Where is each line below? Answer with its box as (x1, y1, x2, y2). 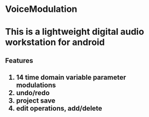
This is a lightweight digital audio (5, 26, 145, 38)
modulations (16, 81, 56, 90)
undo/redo (16, 89, 50, 97)
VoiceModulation (5, 3, 77, 15)
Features (5, 56, 33, 65)
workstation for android (5, 37, 105, 48)
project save (16, 97, 56, 105)
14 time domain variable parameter (16, 73, 126, 82)
